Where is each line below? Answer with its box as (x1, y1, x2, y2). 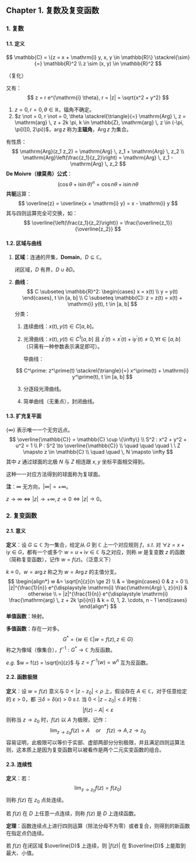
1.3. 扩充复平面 (6, 412, 42, 419)
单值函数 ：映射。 (6, 613, 47, 620)
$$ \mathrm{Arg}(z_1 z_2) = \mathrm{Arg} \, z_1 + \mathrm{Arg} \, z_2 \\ (11, 148, 185, 155)
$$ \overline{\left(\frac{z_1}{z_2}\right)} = (23, 219, 124, 227)
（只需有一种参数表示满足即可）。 (23, 343, 103, 350)
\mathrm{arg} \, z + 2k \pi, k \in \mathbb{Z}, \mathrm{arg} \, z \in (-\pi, (14, 119, 184, 126)
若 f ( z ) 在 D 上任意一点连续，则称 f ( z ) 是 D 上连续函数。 (6, 810, 139, 817)
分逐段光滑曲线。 (23, 385, 65, 392)
